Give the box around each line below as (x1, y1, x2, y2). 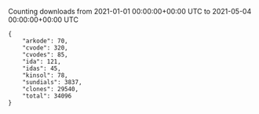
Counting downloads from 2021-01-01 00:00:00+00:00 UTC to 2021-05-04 (8, 7, 252, 16)
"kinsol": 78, (22, 72, 68, 79)
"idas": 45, (22, 64, 61, 72)
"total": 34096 (22, 92, 72, 100)
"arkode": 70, (22, 37, 68, 45)
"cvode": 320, (22, 44, 68, 52)
